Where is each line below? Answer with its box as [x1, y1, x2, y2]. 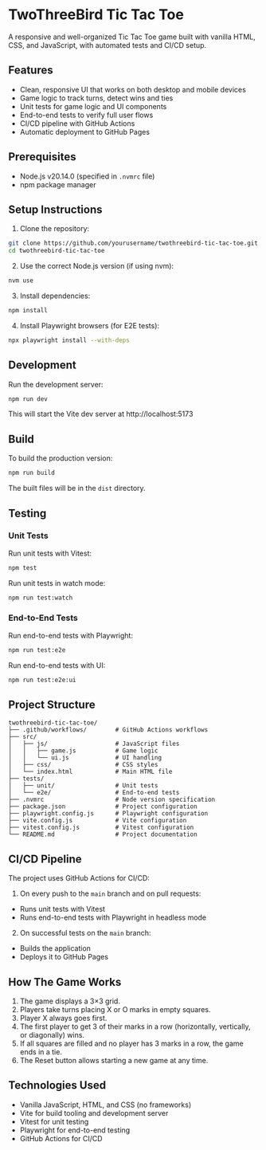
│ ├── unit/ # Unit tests [8, 782, 158, 790]
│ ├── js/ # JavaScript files [8, 740, 180, 748]
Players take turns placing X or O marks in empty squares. [19, 1005, 211, 1015]
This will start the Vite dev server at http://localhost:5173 [8, 409, 194, 419]
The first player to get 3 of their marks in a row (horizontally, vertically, [19, 1022, 251, 1031]
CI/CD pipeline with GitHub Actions [19, 118, 135, 128]
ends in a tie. [19, 1047, 62, 1057]
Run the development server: [8, 379, 104, 389]
